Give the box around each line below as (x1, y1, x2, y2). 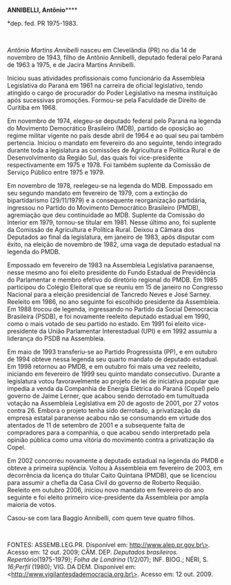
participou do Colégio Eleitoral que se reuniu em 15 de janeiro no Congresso (7, 283, 223, 291)
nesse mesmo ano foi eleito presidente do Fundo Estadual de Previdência (7, 269, 216, 276)
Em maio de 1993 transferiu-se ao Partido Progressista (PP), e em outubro (7, 348, 218, 356)
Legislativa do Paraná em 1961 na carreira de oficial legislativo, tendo (7, 81, 203, 89)
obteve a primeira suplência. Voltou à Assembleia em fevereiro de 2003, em (7, 464, 223, 472)
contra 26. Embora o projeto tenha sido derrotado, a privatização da (7, 407, 201, 414)
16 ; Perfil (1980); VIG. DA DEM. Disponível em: (7, 563, 137, 570)
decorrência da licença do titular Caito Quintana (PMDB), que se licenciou (7, 471, 217, 479)
